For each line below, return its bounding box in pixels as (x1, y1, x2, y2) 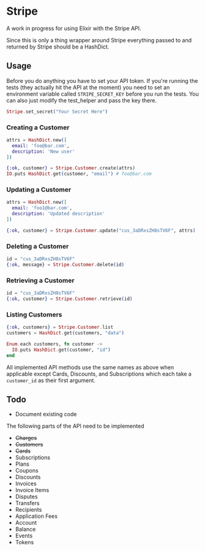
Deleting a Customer (6, 242, 69, 250)
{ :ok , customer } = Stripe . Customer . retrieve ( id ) (6, 296, 133, 302)
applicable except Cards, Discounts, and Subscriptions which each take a (6, 370, 192, 377)
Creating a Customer (6, 123, 70, 131)
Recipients (15, 506, 42, 514)
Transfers (15, 499, 40, 507)
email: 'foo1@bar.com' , (12, 205, 72, 211)
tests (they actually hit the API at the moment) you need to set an (6, 83, 170, 91)
